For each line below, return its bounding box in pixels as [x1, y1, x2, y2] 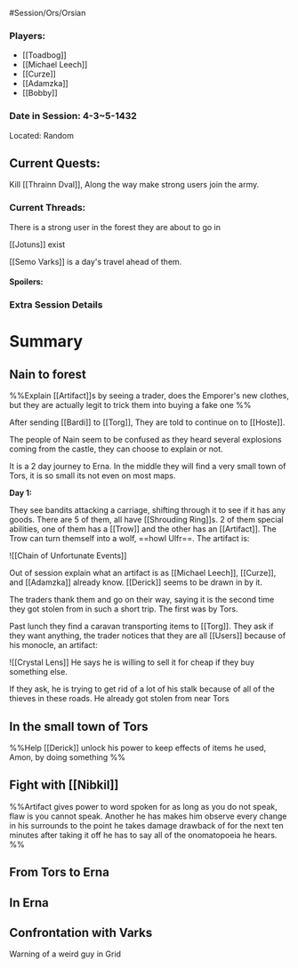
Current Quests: [9, 156, 101, 171]
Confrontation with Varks [9, 925, 153, 940]
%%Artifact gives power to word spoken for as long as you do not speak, [9, 801, 278, 812]
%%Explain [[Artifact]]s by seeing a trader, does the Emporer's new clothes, [9, 390, 289, 401]
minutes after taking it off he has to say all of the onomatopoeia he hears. [9, 829, 278, 840]
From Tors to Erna [9, 865, 109, 880]
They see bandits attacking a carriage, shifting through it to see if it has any [9, 505, 286, 516]
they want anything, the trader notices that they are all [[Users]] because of [9, 630, 286, 641]
